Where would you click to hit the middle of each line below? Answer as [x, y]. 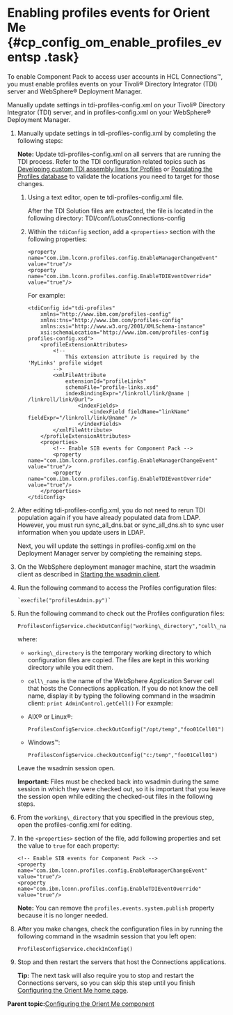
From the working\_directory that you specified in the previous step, [115, 817]
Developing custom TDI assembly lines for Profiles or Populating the [115, 169]
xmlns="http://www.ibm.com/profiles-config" [106, 314]
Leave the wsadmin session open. [66, 768]
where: [27, 639]
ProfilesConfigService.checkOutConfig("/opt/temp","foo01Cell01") [126, 729]
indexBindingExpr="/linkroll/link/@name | [127, 393]
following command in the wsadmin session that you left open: [107, 936]
